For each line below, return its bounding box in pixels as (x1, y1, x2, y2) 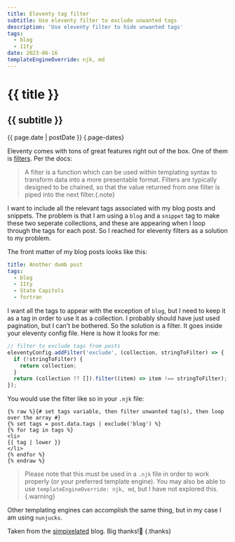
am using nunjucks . (7, 513, 63, 522)
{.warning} (24, 492, 56, 500)
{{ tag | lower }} (7, 439, 61, 446)
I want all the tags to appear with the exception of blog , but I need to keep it (7, 307, 226, 315)
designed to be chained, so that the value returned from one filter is (24, 182, 220, 191)
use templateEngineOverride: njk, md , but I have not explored (24, 485, 205, 493)
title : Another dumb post (7, 261, 83, 268)
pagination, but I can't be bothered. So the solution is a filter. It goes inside (7, 322, 222, 329)
